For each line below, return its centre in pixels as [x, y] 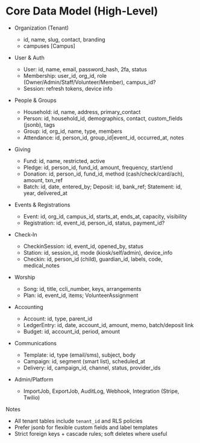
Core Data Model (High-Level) [82, 11]
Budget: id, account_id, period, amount [72, 331]
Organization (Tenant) [42, 28]
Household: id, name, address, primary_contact [82, 112]
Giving [22, 149]
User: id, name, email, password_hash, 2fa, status [85, 69]
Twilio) [32, 397]
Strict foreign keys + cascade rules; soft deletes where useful [91, 433]
